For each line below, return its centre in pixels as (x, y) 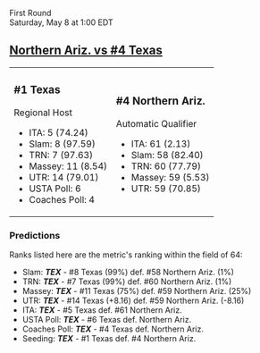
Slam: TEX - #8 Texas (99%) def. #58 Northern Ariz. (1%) (128, 273)
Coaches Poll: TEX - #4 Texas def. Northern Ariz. (113, 329)
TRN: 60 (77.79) (166, 166)
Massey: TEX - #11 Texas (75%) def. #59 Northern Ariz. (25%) (137, 291)
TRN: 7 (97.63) (61, 155)
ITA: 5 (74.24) (59, 132)
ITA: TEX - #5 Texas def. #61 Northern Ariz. (102, 310)
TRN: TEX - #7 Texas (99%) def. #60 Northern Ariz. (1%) (127, 282)
